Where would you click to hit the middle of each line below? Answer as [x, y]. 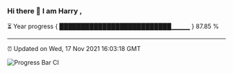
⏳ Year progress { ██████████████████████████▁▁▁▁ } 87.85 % [113, 26]
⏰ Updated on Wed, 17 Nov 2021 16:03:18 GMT [74, 49]
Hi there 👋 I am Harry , [45, 11]
